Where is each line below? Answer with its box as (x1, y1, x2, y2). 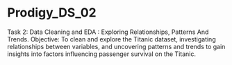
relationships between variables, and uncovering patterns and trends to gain (7, 42, 226, 50)
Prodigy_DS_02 (7, 5, 97, 21)
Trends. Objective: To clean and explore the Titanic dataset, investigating (7, 35, 217, 43)
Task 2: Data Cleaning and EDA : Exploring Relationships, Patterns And (7, 28, 209, 36)
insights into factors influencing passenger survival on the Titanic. (7, 50, 197, 58)
